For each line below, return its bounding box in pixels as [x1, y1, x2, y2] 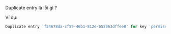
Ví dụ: [5, 14, 18, 20]
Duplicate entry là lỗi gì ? [5, 5, 57, 10]
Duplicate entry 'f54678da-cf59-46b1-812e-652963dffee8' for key [5, 24, 147, 29]
